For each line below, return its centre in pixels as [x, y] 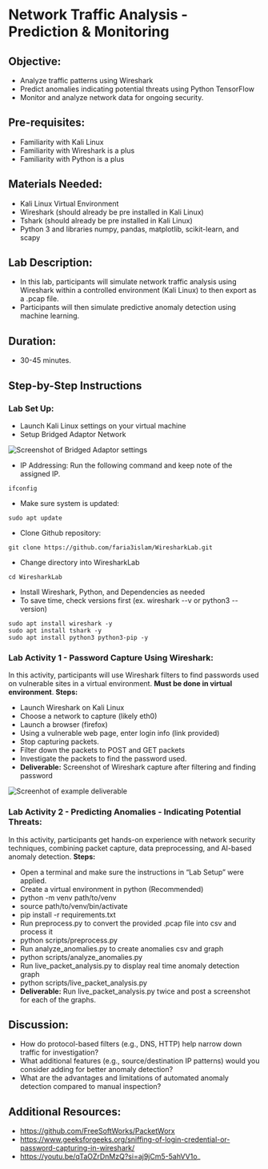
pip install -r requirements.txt [68, 914]
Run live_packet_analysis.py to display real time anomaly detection [130, 966]
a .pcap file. [39, 299]
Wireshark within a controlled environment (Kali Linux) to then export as [138, 291]
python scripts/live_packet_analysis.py [84, 982]
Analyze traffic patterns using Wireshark [86, 80]
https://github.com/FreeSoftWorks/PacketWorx [97, 1131]
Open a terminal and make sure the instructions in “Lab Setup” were [132, 872]
